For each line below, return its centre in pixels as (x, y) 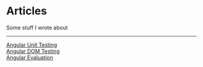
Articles (27, 11)
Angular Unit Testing (32, 45)
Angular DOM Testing (33, 51)
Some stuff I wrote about (37, 28)
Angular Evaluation (30, 57)
